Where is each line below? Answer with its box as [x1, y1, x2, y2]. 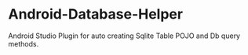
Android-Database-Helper [8, 5, 183, 23]
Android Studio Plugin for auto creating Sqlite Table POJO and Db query [8, 31, 241, 40]
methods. [8, 39, 39, 48]
